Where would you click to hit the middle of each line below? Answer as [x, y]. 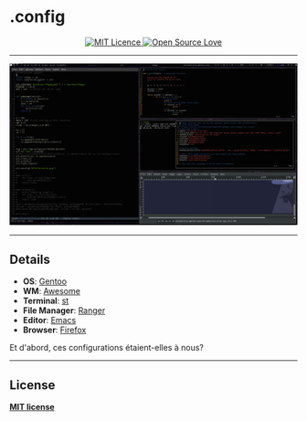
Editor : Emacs [49, 321]
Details [30, 259]
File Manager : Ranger [64, 310]
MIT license [32, 407]
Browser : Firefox [54, 330]
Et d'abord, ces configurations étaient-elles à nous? [106, 348]
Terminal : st [46, 301]
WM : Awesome [51, 291]
